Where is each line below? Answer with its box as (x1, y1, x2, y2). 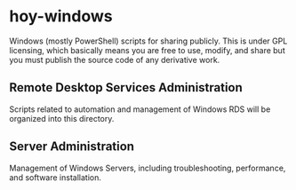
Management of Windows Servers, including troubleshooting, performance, (9, 162, 286, 173)
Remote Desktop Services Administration (9, 80, 243, 95)
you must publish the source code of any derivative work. (9, 54, 220, 65)
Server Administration (9, 139, 135, 154)
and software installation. (9, 171, 102, 183)
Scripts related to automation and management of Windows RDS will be (9, 104, 271, 115)
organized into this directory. (9, 113, 115, 123)
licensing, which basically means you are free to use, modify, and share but (9, 44, 286, 55)
